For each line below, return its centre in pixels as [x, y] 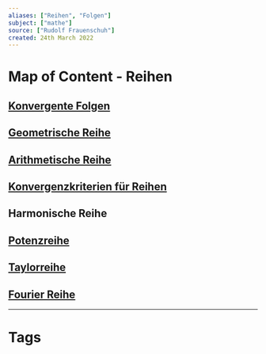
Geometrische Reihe [59, 133]
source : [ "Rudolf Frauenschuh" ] [61, 30]
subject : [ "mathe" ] [40, 23]
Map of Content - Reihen [90, 77]
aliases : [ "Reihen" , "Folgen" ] [60, 15]
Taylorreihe [37, 267]
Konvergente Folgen [59, 106]
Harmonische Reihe [58, 213]
